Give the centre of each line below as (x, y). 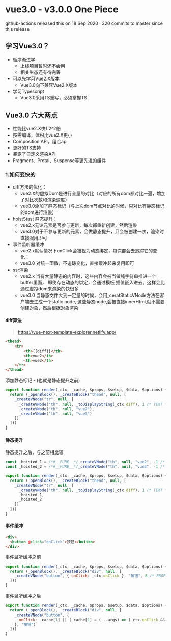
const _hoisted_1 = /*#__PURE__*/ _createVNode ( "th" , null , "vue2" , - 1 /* (85, 462)
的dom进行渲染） (38, 212)
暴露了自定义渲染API (34, 154)
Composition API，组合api (40, 141)
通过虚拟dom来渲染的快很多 (49, 288)
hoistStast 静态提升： (35, 219)
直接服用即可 (34, 237)
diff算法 (13, 320)
